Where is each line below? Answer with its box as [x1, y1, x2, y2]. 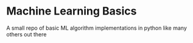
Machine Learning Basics [6, 4, 137, 18]
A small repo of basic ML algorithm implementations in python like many [6, 24, 188, 31]
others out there [6, 30, 47, 38]
